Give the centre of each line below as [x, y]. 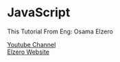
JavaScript [39, 13]
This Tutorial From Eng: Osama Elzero [60, 31]
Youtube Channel [32, 44]
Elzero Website [28, 52]
